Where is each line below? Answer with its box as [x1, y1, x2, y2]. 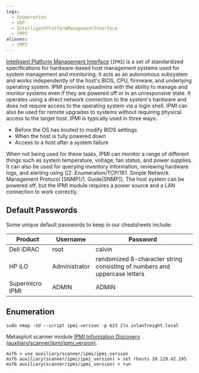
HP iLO [9, 262, 28, 270]
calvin [95, 245, 113, 253]
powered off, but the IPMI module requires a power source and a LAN [6, 181, 176, 189]
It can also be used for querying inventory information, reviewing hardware [6, 162, 189, 170]
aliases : [6, 36, 28, 42]
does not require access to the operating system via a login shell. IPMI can [6, 102, 188, 109]
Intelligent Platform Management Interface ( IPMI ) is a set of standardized [6, 58, 184, 65]
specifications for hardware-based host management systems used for [6, 64, 180, 71]
